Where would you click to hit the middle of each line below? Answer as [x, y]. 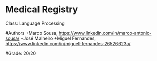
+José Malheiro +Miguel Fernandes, [58, 38]
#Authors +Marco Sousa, [31, 33]
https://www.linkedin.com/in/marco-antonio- [105, 33]
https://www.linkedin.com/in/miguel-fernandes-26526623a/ [68, 43]
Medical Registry [42, 9]
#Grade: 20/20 [21, 53]
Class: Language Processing [35, 23]
